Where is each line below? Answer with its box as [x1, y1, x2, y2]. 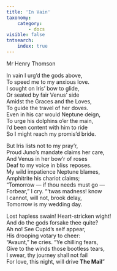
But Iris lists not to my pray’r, [6, 142, 78, 149]
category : [17, 20, 43, 26]
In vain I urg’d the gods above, [6, 72, 83, 79]
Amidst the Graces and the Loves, [6, 97, 92, 105]
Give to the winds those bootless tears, [6, 245, 105, 252]
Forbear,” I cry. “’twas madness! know [6, 187, 102, 195]
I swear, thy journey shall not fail [6, 251, 88, 259]
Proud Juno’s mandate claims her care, [6, 148, 105, 156]
